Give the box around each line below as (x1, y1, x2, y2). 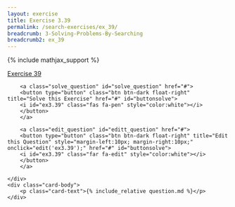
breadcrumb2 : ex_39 (7, 37, 65, 44)
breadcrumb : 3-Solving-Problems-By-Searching (7, 30, 143, 37)
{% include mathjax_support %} (7, 56, 100, 64)
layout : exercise (7, 10, 58, 18)
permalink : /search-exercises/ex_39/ (7, 23, 118, 30)
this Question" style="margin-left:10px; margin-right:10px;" (7, 139, 193, 146)
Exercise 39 (7, 70, 42, 78)
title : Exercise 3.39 (7, 17, 71, 24)
